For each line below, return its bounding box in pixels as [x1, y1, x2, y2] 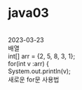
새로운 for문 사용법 [8, 75, 60, 84]
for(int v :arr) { [8, 59, 50, 67]
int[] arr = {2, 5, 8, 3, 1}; [8, 51, 76, 60]
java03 [8, 5, 50, 21]
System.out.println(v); [8, 67, 71, 75]
